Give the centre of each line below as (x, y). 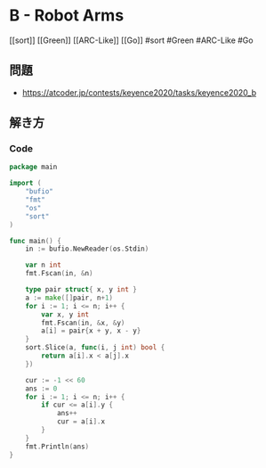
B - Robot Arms (67, 16)
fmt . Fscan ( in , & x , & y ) (83, 323)
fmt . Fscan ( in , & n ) (59, 274)
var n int (44, 265)
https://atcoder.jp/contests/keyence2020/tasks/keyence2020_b (139, 92)
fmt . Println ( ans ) (57, 447)
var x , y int (65, 314)
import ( (25, 184)
